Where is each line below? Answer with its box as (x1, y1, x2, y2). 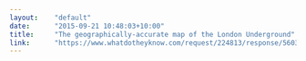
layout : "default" (9, 13, 92, 22)
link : (9, 38, 30, 48)
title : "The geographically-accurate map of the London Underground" (9, 30, 296, 39)
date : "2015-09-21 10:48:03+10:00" (9, 22, 166, 30)
